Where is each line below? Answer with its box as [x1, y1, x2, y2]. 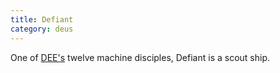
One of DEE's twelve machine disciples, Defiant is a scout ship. [10, 51, 271, 63]
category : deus [10, 24, 74, 34]
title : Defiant [10, 14, 74, 25]
